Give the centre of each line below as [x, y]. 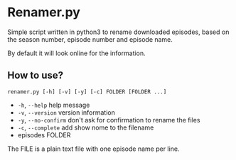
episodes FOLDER [44, 135]
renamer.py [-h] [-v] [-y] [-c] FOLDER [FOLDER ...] [87, 92]
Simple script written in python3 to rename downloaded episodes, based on [118, 32]
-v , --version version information [66, 112]
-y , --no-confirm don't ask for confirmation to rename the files [109, 120]
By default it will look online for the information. [76, 53]
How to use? [36, 75]
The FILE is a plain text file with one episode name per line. [93, 149]
